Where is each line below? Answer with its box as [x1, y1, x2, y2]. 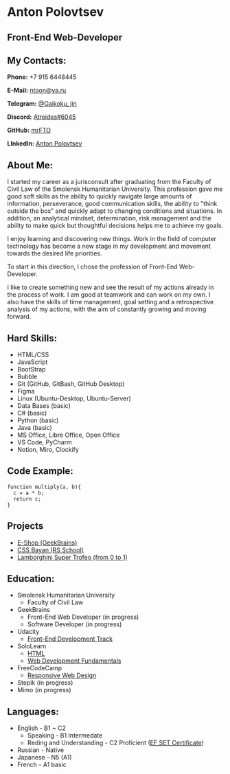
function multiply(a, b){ [7, 483, 81, 490]
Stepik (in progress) [16, 679, 73, 687]
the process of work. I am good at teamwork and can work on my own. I [7, 291, 211, 299]
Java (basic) [16, 424, 53, 432]
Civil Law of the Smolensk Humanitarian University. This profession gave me [7, 185, 223, 193]
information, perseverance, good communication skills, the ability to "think [7, 200, 218, 208]
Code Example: [7, 465, 73, 477]
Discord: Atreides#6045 [7, 113, 76, 121]
